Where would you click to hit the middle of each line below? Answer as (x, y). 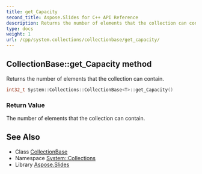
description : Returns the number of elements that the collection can (96, 23)
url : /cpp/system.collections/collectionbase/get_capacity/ (83, 40)
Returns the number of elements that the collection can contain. (85, 78)
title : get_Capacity (32, 12)
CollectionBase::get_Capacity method (79, 64)
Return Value (26, 105)
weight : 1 (19, 34)
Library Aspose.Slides (42, 164)
